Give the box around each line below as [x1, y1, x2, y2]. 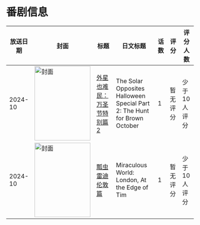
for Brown [115, 114, 144, 122]
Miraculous [115, 161, 148, 169]
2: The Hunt [115, 107, 149, 115]
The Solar [115, 77, 143, 85]
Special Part [115, 99, 150, 107]
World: [115, 168, 135, 176]
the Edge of [115, 183, 149, 191]
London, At [115, 176, 147, 184]
